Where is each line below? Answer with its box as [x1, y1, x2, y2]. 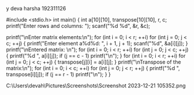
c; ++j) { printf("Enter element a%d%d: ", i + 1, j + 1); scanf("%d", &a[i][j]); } [6, 40, 188, 47]
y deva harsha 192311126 [6, 5, 66, 12]
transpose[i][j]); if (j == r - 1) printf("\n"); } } [6, 71, 111, 78]
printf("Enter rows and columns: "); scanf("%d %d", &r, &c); [6, 23, 150, 29]
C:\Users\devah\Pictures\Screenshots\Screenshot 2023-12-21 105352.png [6, 82, 186, 89]
